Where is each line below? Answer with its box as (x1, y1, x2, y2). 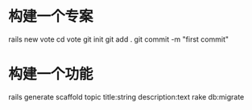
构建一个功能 (8, 65, 94, 84)
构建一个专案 (8, 7, 94, 26)
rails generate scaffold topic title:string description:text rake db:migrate (8, 92, 245, 101)
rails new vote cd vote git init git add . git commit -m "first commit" (8, 34, 229, 44)
